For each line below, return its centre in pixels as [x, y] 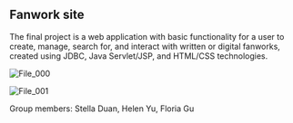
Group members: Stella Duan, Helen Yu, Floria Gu [102, 109]
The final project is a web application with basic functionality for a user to [147, 36]
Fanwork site [47, 15]
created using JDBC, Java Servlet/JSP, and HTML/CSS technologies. [139, 56]
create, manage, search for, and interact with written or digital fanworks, [145, 46]
